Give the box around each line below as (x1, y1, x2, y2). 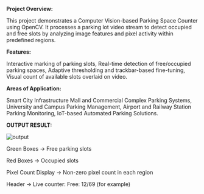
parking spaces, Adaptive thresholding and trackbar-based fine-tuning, (6, 66, 186, 74)
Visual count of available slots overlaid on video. (6, 73, 128, 80)
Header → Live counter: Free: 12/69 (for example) (6, 181, 131, 188)
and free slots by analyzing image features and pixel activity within (6, 30, 174, 37)
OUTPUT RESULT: (6, 121, 52, 129)
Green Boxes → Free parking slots (6, 145, 92, 152)
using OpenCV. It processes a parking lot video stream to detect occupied (6, 24, 192, 31)
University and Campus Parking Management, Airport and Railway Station (6, 103, 192, 110)
